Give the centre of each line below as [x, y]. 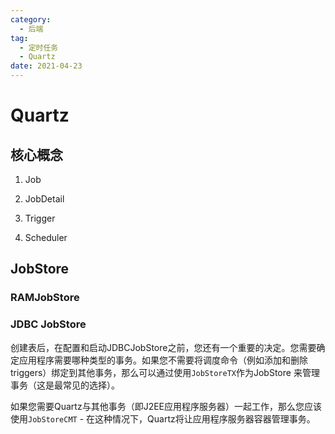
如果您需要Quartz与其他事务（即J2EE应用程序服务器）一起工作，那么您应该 [166, 406]
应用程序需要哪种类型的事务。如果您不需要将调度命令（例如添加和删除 [163, 360]
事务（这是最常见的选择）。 [65, 385]
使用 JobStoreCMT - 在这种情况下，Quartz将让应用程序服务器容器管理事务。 [163, 418]
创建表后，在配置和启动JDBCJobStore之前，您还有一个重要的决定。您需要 [163, 347]
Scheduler [46, 237]
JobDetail [44, 199]
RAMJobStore [45, 298]
